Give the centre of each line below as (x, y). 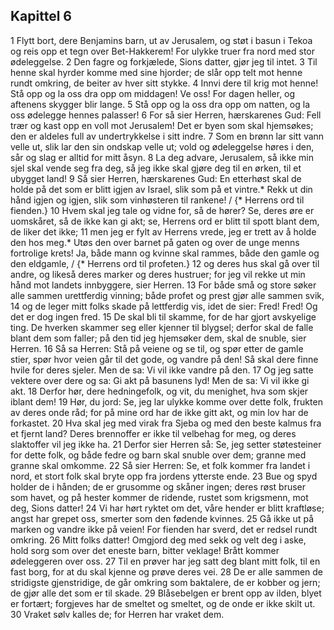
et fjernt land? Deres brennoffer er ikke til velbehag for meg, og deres (153, 433)
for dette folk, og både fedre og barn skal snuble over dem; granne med (158, 455)
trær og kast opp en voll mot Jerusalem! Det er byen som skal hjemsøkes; (162, 125)
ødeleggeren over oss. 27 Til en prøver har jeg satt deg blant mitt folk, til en (165, 561)
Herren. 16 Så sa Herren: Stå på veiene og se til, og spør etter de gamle (157, 348)
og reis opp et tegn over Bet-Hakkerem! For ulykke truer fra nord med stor (162, 51)
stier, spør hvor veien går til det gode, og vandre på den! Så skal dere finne (164, 359)
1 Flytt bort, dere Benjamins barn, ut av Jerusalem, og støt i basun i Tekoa (161, 40)
